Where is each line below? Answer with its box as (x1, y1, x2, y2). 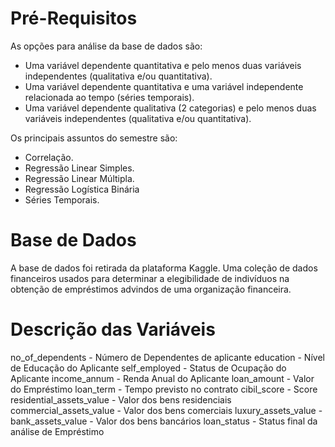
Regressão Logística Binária (24, 183, 140, 195)
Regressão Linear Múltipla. (24, 172, 135, 184)
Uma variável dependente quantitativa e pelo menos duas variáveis (24, 59, 302, 71)
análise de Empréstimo (10, 425, 105, 437)
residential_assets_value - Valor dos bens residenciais (10, 393, 232, 406)
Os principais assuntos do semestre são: (10, 132, 178, 144)
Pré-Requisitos (10, 7, 138, 30)
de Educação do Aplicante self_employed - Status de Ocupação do (10, 362, 287, 374)
